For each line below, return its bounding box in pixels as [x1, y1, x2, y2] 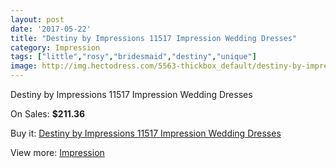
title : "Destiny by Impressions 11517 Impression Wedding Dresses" [10, 33, 298, 43]
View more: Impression [10, 147, 105, 158]
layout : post [10, 14, 65, 25]
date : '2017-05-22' [10, 24, 92, 34]
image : [10, 61, 38, 71]
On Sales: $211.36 [10, 108, 86, 120]
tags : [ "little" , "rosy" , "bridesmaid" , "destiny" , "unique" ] [10, 52, 257, 62]
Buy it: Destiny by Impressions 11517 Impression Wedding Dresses [10, 127, 282, 139]
